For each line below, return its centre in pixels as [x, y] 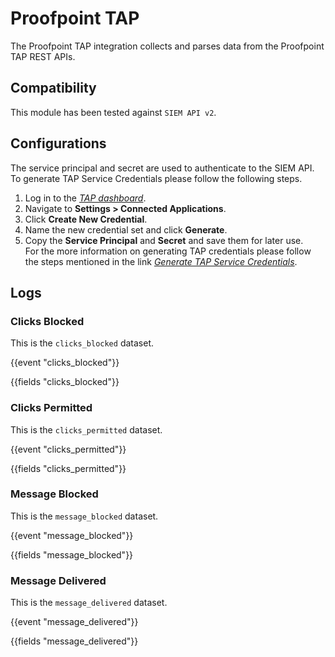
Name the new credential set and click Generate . [126, 229]
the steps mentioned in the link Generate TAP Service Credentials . [161, 261]
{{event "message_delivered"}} [74, 622]
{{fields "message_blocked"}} [72, 554]
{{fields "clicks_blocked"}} [65, 382]
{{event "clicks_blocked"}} [65, 363]
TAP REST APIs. [43, 56]
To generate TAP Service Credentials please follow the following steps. [156, 178]
